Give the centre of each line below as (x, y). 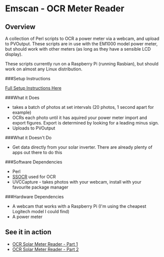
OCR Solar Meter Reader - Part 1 (45, 244)
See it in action (28, 232)
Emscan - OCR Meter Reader (65, 9)
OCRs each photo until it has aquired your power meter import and (80, 118)
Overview (20, 27)
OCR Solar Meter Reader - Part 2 (45, 249)
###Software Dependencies (34, 162)
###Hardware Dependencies (34, 197)
